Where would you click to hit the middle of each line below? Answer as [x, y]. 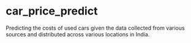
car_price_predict [52, 11]
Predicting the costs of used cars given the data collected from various [95, 28]
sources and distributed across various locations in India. [78, 34]
